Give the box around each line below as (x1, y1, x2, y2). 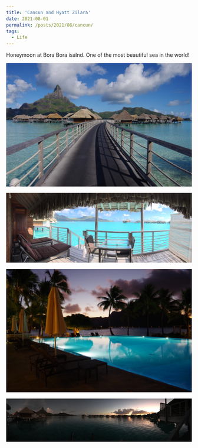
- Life (11, 34, 28, 41)
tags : (6, 28, 19, 34)
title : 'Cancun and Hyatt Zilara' (6, 9, 91, 15)
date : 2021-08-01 (6, 15, 49, 22)
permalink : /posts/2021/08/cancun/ (6, 22, 94, 28)
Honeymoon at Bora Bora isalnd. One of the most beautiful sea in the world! (6, 51, 190, 59)
